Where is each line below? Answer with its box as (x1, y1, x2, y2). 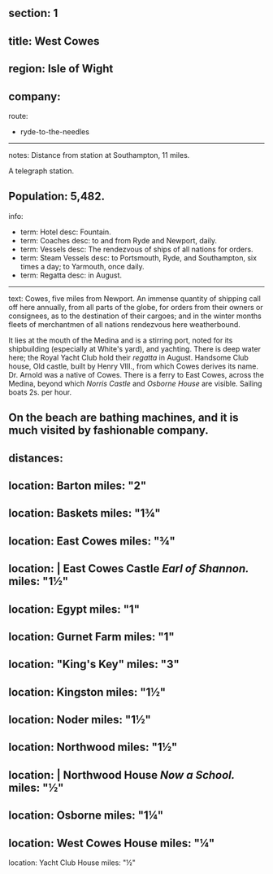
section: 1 (8, 7, 58, 20)
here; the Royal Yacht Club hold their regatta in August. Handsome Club (8, 352, 249, 362)
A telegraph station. (8, 166, 75, 176)
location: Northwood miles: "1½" (8, 741, 178, 754)
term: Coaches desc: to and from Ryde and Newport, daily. (19, 235, 218, 245)
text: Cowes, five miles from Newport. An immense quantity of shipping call (8, 293, 262, 304)
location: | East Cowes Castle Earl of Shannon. (8, 562, 249, 576)
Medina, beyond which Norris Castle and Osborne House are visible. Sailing (8, 378, 262, 388)
